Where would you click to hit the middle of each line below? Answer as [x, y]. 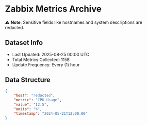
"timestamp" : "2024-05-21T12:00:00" [51, 113]
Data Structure [28, 80]
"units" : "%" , [28, 109]
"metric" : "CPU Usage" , [38, 100]
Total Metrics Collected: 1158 [41, 60]
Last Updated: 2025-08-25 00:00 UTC [51, 54]
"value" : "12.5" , [31, 105]
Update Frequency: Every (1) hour [46, 64]
